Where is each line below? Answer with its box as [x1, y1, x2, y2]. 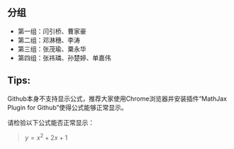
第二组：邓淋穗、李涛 [17, 35, 80, 44]
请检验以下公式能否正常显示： [7, 118, 94, 126]
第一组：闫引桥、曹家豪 [17, 27, 87, 35]
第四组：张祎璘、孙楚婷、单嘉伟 [17, 53, 111, 62]
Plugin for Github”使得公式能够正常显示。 [7, 103, 128, 111]
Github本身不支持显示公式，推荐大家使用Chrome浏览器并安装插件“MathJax [7, 94, 227, 103]
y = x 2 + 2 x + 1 [24, 132, 68, 142]
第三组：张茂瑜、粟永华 [17, 45, 87, 53]
